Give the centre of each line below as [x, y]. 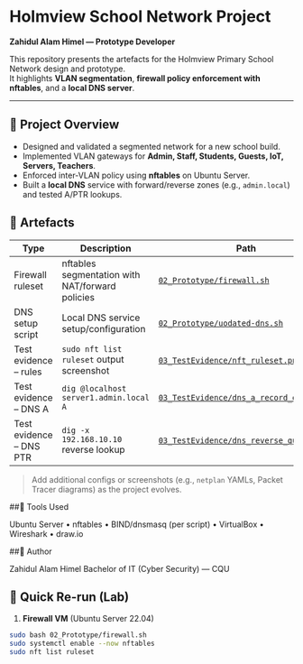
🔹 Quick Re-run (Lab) [69, 597]
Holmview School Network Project [140, 17]
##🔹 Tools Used [39, 506]
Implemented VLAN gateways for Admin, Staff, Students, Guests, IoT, [153, 156]
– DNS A [32, 409]
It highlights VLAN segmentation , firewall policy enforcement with [135, 78]
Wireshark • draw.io [46, 533]
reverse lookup [93, 449]
